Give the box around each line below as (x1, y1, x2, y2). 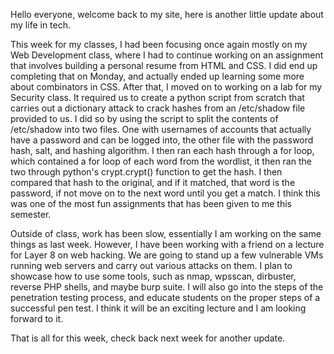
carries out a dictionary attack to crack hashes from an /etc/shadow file (10, 102, 306, 114)
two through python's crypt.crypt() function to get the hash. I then (10, 166, 283, 178)
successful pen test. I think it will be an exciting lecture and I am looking (10, 302, 307, 314)
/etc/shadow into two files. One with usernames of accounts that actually (10, 124, 312, 135)
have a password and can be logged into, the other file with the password (10, 134, 314, 146)
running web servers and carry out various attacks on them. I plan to (10, 260, 293, 271)
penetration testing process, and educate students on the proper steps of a (10, 292, 321, 303)
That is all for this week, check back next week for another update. (10, 332, 286, 344)
